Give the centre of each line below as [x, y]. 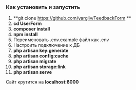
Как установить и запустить [43, 7]
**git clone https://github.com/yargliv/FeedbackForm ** [72, 18]
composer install [32, 29]
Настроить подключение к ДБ [46, 45]
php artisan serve [33, 72]
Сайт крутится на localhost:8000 [42, 82]
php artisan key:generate [41, 51]
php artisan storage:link [39, 67]
